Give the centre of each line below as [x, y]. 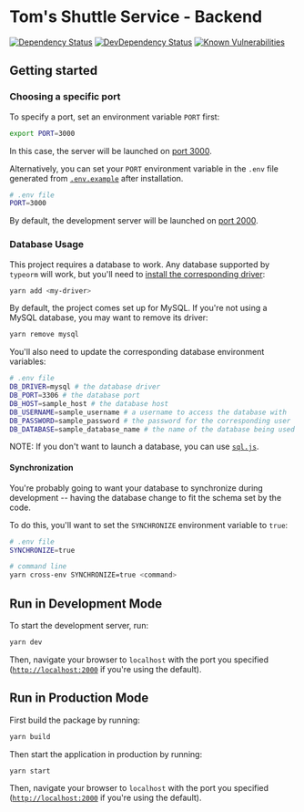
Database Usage [47, 245]
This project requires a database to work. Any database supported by [140, 264]
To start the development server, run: [79, 625]
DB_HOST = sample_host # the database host [89, 403]
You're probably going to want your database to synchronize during [137, 488]
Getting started [54, 71]
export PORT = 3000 [42, 133]
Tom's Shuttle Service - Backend [136, 17]
